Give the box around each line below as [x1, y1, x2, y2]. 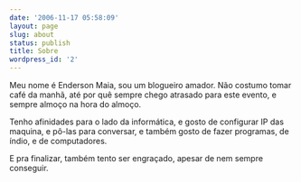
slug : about [9, 30, 54, 39]
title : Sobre [9, 47, 59, 56]
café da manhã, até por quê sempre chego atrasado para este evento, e [9, 89, 277, 100]
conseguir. [9, 163, 49, 173]
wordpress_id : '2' [9, 55, 79, 64]
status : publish [9, 38, 71, 48]
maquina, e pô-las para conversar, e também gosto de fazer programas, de [9, 126, 289, 136]
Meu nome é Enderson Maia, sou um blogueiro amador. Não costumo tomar [9, 80, 292, 90]
